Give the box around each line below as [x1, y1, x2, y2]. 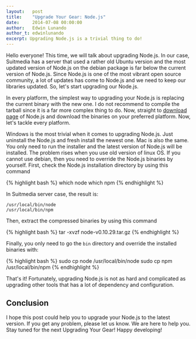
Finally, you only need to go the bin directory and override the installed [6, 240, 177, 246]
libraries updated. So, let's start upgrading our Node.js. [6, 83, 139, 90]
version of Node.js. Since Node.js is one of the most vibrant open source [6, 71, 181, 77]
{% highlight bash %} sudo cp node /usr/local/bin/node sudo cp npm [6, 258, 173, 264]
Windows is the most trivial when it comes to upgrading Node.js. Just [6, 131, 173, 138]
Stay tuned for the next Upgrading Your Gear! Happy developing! [6, 326, 163, 333]
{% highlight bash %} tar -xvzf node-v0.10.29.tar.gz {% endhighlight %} [6, 229, 180, 235]
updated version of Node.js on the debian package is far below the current [6, 64, 186, 71]
